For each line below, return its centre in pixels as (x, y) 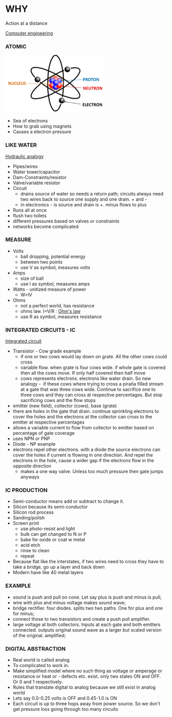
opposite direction (32, 466)
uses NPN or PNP (31, 439)
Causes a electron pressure (42, 132)
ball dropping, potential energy (53, 256)
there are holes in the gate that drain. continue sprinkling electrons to (86, 411)
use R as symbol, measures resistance (61, 317)
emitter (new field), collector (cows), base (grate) (65, 406)
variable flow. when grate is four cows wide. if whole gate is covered (93, 368)
